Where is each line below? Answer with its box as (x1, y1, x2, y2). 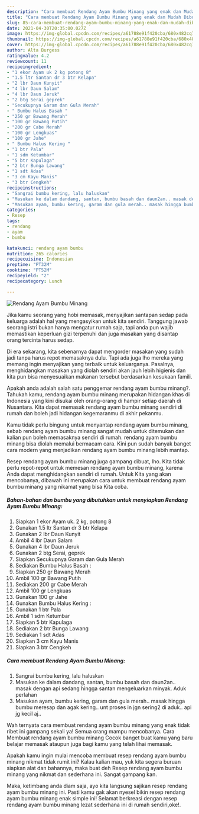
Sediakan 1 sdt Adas (15, 631, 65, 638)
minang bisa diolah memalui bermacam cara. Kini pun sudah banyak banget (6, 440, 191, 447)
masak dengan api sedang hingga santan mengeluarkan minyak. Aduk (15, 685, 187, 692)
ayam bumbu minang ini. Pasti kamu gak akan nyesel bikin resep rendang (6, 789, 185, 796)
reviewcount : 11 (6, 58, 47, 64)
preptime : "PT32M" (6, 262, 52, 268)
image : (6, 31, 23, 37)
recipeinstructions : (6, 185, 58, 191)
